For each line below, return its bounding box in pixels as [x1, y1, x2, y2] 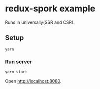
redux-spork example [5, 3, 96, 14]
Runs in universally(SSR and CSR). [5, 19, 75, 25]
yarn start [5, 70, 28, 75]
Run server [5, 58, 32, 65]
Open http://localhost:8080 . [5, 78, 62, 84]
